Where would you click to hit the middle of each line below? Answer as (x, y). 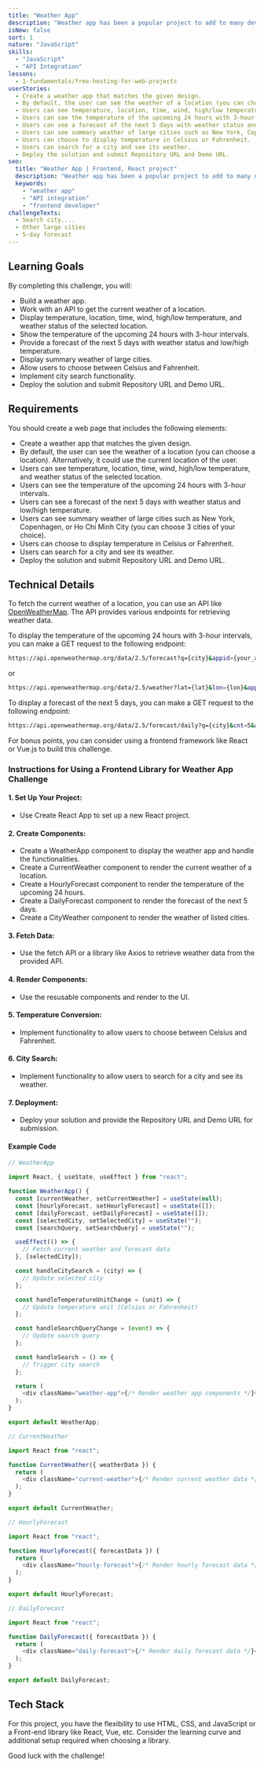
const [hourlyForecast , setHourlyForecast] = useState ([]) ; (115, 1206)
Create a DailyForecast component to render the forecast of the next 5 (134, 901)
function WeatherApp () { (49, 1192)
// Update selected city (63, 1278)
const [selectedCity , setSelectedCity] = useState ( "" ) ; (108, 1220)
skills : (21, 52)
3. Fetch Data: (31, 935)
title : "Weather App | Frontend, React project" (96, 169)
